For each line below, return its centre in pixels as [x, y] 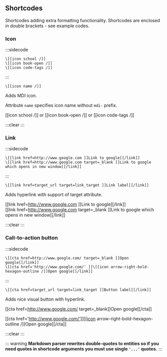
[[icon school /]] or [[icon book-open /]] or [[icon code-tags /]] [70, 115]
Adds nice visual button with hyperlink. [45, 299]
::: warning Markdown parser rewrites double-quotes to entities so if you [82, 343]
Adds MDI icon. [21, 96]
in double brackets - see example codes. [47, 26]
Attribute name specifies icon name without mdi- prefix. [61, 106]
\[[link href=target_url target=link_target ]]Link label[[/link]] [77, 186]
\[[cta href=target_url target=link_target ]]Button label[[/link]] [78, 290]
